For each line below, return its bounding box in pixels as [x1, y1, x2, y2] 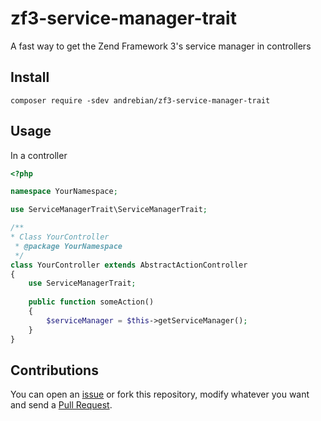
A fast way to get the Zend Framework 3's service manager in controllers [10, 40, 312, 52]
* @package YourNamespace [14, 241, 123, 251]
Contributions [10, 362, 99, 379]
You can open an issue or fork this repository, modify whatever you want [10, 388, 310, 401]
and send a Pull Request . [10, 399, 113, 411]
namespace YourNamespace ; [10, 187, 118, 197]
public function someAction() [28, 297, 155, 307]
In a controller [10, 149, 68, 161]
